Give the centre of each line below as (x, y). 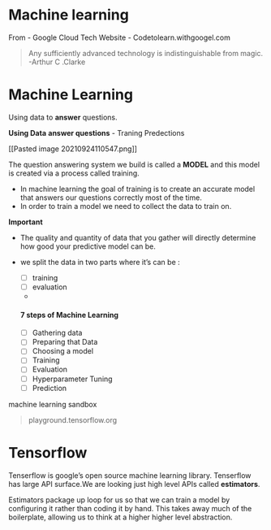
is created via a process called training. (74, 173)
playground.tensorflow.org (73, 419)
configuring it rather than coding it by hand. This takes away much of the (130, 508)
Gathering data (57, 333)
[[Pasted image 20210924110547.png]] (73, 149)
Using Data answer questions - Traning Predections (97, 132)
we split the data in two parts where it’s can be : (100, 262)
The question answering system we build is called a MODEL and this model (134, 164)
